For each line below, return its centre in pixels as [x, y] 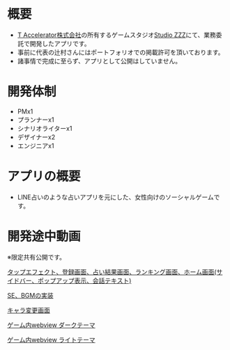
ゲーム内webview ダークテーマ [51, 325]
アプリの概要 [44, 176]
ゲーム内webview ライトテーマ [51, 340]
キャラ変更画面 [29, 310]
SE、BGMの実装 [30, 295]
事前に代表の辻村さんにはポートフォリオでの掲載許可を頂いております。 [121, 52]
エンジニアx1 [36, 145]
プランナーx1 [36, 120]
